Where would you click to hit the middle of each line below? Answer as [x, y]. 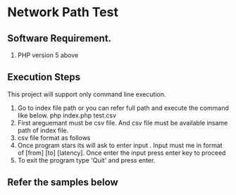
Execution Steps [44, 77]
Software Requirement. [59, 38]
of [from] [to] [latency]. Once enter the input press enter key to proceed [122, 153]
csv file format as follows [54, 137]
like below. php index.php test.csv [67, 115]
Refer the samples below [63, 183]
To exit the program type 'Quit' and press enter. [86, 160]
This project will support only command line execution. [87, 94]
